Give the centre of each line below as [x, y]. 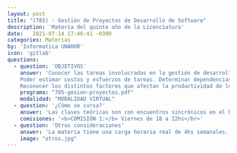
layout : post [26, 14]
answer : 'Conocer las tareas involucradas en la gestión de [110, 73]
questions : [23, 60]
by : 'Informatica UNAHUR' [45, 47]
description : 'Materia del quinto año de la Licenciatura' [96, 27]
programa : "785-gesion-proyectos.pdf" [77, 92]
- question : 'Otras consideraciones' [69, 125]
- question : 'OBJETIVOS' [50, 66]
